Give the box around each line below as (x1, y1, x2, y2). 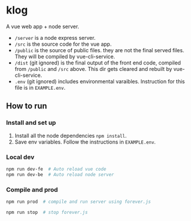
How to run (6, 101, 48, 111)
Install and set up (6, 118, 56, 127)
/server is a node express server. (14, 34, 96, 41)
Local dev (6, 153, 35, 161)
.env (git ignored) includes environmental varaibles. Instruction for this (14, 77, 185, 85)
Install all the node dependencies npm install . (14, 132, 127, 139)
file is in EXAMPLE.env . (14, 84, 66, 91)
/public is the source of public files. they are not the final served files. (14, 46, 185, 53)
